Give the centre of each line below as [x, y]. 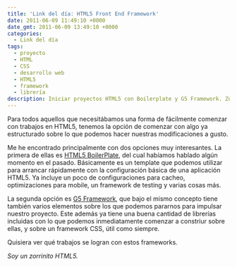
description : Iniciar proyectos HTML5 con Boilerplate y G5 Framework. [115, 99]
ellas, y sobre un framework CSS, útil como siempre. [84, 229]
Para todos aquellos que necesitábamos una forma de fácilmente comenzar [117, 119]
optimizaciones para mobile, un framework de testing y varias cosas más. [114, 185]
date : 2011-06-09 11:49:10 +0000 [56, 20]
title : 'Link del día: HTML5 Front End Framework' [83, 14]
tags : [15, 46]
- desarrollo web [39, 73]
